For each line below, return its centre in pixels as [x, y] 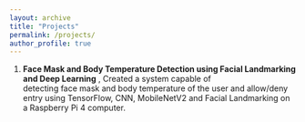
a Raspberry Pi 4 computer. [74, 108]
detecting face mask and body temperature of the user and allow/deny [155, 88]
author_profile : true [51, 43]
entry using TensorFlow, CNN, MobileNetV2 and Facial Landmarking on [156, 98]
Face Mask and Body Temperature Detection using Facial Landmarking [159, 69]
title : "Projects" [44, 26]
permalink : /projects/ [52, 35]
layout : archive [40, 18]
